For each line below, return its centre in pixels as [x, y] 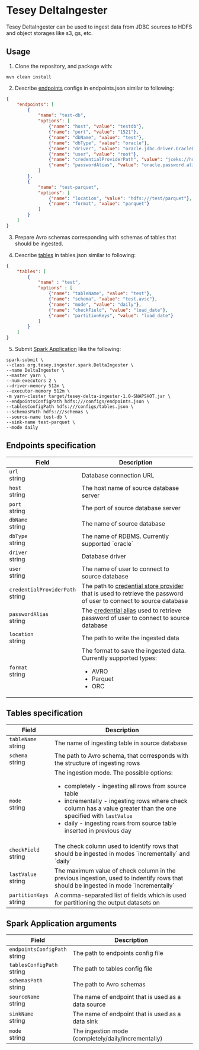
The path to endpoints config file [118, 953]
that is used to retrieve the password [133, 593]
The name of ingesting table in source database [121, 743]
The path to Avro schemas [109, 985]
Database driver [104, 556]
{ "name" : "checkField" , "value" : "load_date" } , [108, 310]
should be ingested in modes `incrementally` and [122, 853]
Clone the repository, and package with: [63, 66]
